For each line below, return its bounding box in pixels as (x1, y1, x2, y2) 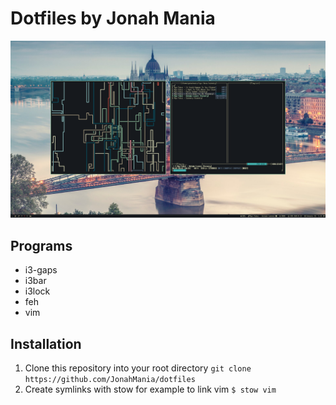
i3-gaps (24, 264, 58, 276)
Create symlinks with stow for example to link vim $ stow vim (24, 383, 277, 396)
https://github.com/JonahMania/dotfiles (24, 375, 196, 385)
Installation (10, 335, 82, 352)
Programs (10, 237, 73, 254)
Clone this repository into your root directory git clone (24, 362, 252, 374)
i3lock (24, 285, 51, 297)
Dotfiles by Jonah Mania (10, 7, 216, 30)
